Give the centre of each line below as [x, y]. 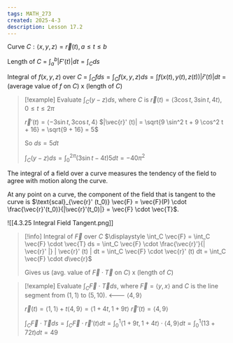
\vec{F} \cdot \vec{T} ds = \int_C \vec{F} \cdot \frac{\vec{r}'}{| [115, 243]
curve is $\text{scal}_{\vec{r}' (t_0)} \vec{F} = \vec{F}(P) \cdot [97, 201]
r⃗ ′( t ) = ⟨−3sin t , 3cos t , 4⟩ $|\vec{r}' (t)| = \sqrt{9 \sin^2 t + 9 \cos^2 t [124, 122]
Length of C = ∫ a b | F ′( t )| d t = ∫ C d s [54, 62]
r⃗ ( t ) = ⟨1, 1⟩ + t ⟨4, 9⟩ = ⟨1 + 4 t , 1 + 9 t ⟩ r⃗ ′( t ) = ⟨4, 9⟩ [96, 309]
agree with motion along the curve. [58, 180]
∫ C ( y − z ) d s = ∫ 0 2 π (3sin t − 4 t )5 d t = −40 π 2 [85, 158]
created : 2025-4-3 [34, 20]
